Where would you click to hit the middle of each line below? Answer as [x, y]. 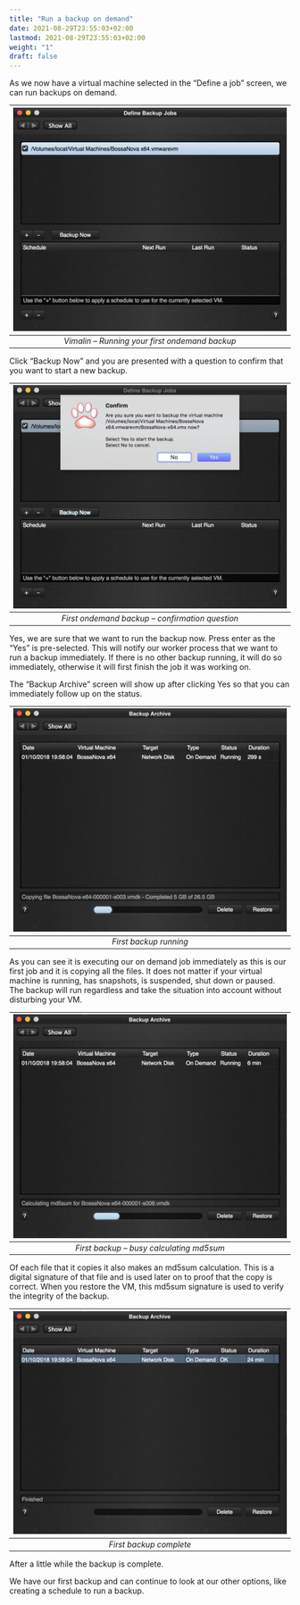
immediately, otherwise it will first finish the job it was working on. [130, 666]
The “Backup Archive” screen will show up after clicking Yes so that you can [150, 684]
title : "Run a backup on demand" [71, 19]
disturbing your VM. [46, 999]
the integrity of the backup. [59, 1296]
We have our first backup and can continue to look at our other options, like [148, 1582]
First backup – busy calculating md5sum [150, 1248]
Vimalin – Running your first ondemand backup [150, 341]
